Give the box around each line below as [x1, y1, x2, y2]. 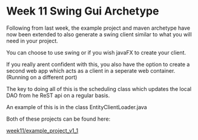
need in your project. [6, 37, 59, 44]
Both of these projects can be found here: [6, 115, 111, 122]
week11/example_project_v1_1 [6, 127, 79, 134]
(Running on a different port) [6, 73, 78, 81]
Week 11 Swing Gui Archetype [6, 4, 159, 18]
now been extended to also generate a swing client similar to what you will [6, 30, 192, 38]
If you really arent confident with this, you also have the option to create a [6, 61, 190, 68]
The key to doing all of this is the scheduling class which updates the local [6, 85, 192, 92]
